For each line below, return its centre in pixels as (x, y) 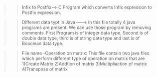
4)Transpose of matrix (45, 69)
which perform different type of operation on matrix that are (83, 58)
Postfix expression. (41, 12)
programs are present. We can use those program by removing (86, 27)
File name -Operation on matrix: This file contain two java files (85, 53)
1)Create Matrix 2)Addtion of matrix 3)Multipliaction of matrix (84, 64)
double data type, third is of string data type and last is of (81, 38)
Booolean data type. (43, 43)
